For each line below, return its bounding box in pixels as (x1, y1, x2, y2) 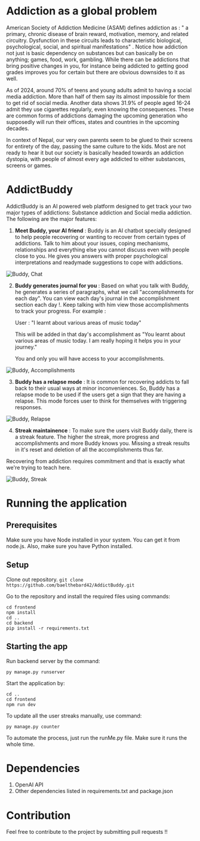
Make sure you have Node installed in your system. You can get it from (6, 536, 180, 543)
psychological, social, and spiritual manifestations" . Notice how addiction (6, 43, 188, 50)
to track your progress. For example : (14, 307, 106, 314)
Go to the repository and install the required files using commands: (6, 592, 170, 600)
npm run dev (6, 701, 36, 707)
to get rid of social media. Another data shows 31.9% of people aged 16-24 (6, 99, 191, 106)
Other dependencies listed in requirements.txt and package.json (14, 788, 173, 795)
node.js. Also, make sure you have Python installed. (6, 542, 133, 549)
